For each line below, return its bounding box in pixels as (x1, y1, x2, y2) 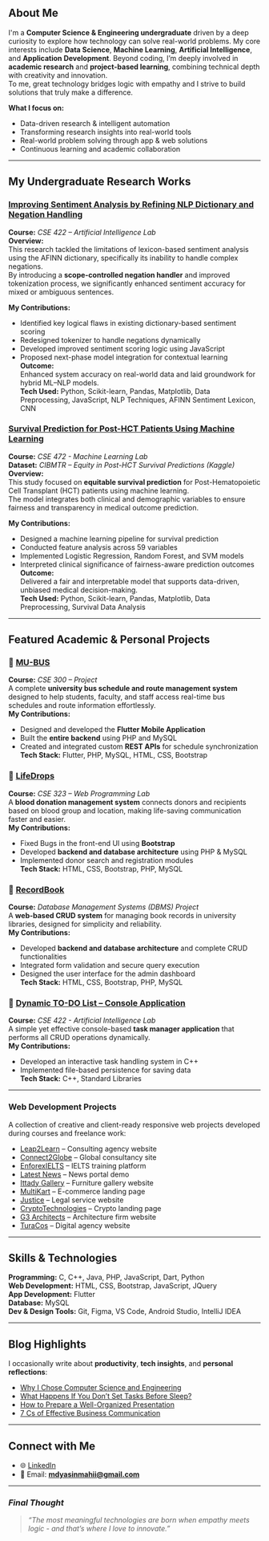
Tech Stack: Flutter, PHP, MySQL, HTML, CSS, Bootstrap (19, 750, 208, 760)
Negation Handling (8, 209, 83, 220)
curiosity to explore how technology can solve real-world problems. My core (8, 36, 261, 46)
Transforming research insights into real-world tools (19, 127, 192, 136)
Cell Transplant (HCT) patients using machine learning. (8, 486, 190, 495)
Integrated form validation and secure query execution (19, 961, 200, 970)
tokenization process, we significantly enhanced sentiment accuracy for (8, 279, 246, 288)
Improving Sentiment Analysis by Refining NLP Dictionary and (8, 199, 255, 210)
